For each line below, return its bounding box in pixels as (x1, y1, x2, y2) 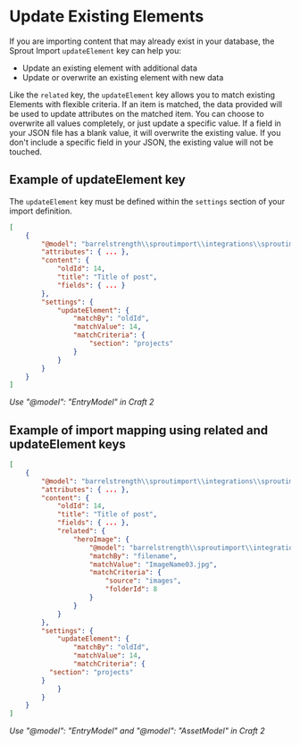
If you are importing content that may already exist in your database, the (9, 36, 275, 46)
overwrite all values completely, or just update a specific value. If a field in (9, 118, 281, 129)
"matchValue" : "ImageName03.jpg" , (88, 560, 218, 569)
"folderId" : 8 (104, 585, 158, 594)
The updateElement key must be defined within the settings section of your (9, 196, 286, 206)
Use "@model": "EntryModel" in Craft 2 (9, 397, 154, 407)
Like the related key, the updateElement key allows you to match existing (9, 89, 275, 100)
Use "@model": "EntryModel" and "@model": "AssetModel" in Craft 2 (9, 725, 265, 736)
